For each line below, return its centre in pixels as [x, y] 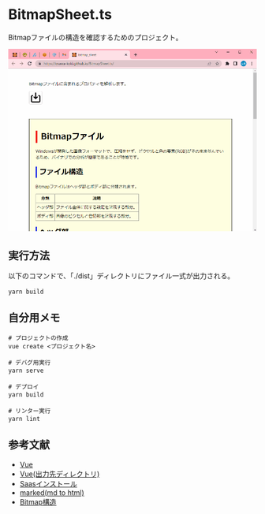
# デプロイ [24, 387]
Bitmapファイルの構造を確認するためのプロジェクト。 [95, 37]
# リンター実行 [30, 411]
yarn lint [24, 419]
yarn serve [26, 371]
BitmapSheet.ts [60, 15]
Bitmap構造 [38, 501]
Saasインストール [48, 483]
